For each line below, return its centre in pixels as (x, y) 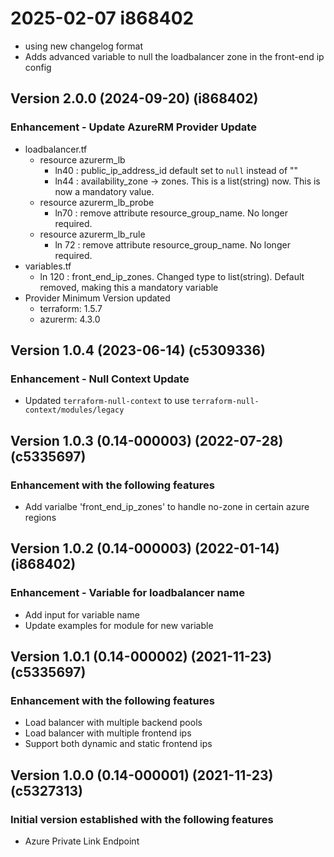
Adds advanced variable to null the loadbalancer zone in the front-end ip (174, 56)
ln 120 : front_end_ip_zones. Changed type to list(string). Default (172, 276)
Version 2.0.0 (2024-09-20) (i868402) (134, 98)
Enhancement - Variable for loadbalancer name (127, 593)
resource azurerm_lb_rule (92, 234)
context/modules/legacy (74, 410)
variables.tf (48, 266)
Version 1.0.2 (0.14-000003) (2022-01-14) (145, 548)
